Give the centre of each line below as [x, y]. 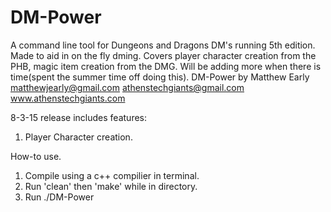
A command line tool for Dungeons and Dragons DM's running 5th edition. [163, 45]
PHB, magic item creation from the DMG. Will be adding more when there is [166, 66]
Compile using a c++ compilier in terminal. [112, 175]
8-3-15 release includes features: [79, 117]
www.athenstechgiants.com [68, 98]
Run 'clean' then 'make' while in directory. [111, 186]
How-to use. [36, 156]
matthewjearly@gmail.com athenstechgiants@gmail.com [127, 87]
